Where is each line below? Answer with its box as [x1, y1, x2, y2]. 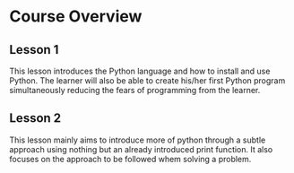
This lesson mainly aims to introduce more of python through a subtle [9, 134, 266, 145]
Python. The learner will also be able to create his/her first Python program [9, 75, 286, 86]
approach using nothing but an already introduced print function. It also [9, 143, 273, 154]
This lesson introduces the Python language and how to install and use [9, 65, 271, 76]
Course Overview [9, 6, 143, 27]
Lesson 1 [9, 42, 59, 57]
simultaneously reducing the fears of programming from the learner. [9, 85, 261, 95]
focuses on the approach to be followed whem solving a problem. [9, 153, 252, 164]
